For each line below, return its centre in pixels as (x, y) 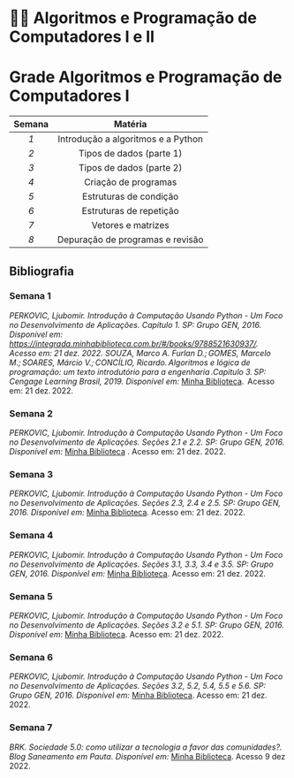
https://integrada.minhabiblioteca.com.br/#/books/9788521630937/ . (134, 343)
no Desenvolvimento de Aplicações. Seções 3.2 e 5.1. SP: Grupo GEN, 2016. (147, 625)
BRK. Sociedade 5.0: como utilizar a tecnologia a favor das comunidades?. (146, 747)
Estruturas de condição (131, 196)
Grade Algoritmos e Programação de (146, 77)
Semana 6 (31, 657)
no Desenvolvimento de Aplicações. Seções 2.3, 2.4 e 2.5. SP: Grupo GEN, (145, 503)
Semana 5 (31, 596)
